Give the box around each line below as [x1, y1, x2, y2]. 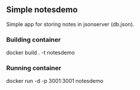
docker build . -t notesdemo [6, 49, 75, 56]
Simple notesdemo [6, 5, 78, 15]
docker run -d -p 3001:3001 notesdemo [6, 77, 104, 85]
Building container [6, 35, 61, 44]
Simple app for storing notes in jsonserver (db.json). [6, 20, 135, 27]
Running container [6, 64, 62, 72]
